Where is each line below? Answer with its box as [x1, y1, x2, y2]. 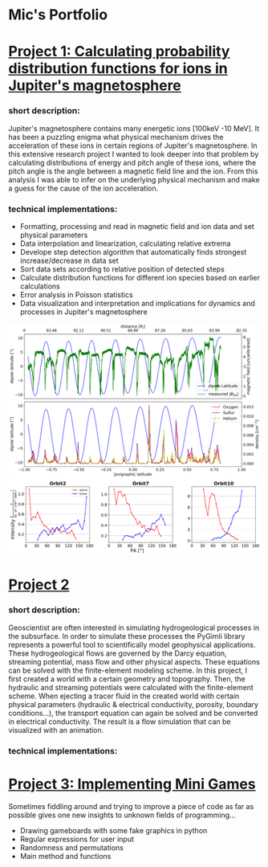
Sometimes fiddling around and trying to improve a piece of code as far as [8, 801, 254, 811]
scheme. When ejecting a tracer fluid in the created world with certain [8, 691, 240, 701]
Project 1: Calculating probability [8, 43, 230, 61]
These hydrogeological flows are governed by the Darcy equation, [8, 648, 227, 658]
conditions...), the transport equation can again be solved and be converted [8, 708, 258, 718]
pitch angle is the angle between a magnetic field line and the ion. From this [8, 166, 258, 176]
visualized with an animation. [8, 725, 104, 734]
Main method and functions [19, 851, 112, 861]
